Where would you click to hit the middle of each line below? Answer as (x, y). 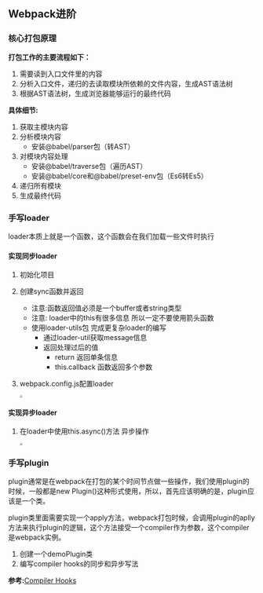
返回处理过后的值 (71, 347)
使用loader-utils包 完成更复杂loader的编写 (99, 328)
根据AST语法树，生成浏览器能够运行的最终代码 (95, 93)
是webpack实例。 (37, 537)
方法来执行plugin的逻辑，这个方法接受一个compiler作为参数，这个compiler (129, 528)
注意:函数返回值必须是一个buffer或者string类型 (106, 308)
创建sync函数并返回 (51, 291)
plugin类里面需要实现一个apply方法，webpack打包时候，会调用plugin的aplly (131, 518)
